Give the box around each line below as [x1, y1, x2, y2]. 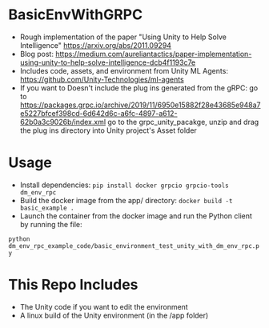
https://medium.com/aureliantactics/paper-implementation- [55, 49, 252, 58]
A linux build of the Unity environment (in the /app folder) [19, 310, 209, 320]
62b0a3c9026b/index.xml [19, 117, 106, 126]
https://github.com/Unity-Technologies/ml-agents [19, 74, 184, 84]
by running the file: [19, 219, 82, 229]
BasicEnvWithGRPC [8, 6, 143, 24]
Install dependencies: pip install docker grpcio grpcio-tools [19, 180, 230, 190]
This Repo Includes [8, 276, 139, 294]
